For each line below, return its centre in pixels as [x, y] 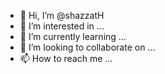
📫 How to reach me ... [66, 58]
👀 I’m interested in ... [62, 26]
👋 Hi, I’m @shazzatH [62, 15]
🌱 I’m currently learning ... [73, 36]
